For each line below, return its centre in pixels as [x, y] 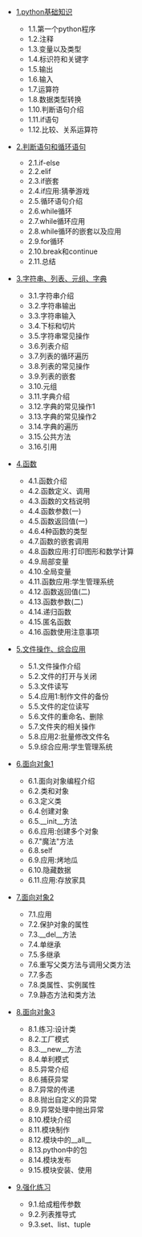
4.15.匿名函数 [49, 622]
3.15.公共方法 [49, 436]
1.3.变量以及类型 [55, 49]
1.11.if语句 [43, 120]
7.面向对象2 [35, 897]
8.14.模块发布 [50, 1160]
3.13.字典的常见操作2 [62, 416]
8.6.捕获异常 [48, 1079]
